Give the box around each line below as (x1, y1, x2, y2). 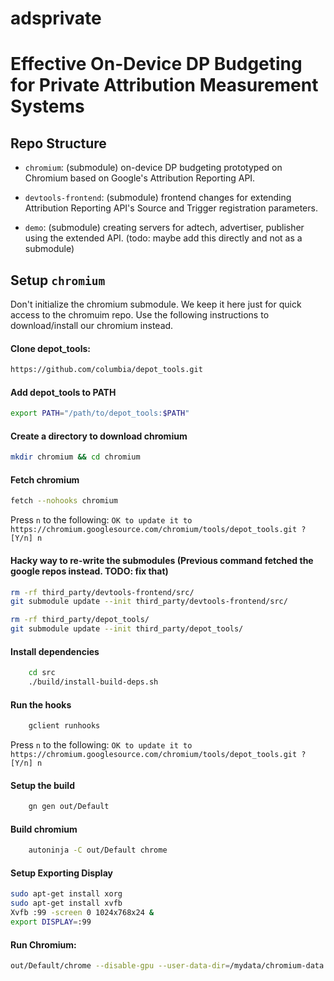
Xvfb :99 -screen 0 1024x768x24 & (10, 908, 155, 918)
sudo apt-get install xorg (10, 889, 123, 899)
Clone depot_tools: (10, 342, 91, 354)
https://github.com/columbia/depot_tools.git (10, 365, 203, 375)
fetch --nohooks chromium (10, 496, 118, 506)
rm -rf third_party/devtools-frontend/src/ (10, 587, 195, 597)
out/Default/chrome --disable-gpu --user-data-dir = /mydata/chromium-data (10, 961, 325, 971)
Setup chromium (10, 272, 106, 289)
